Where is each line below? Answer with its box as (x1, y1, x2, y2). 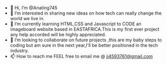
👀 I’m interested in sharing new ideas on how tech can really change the (10, 10, 162, 16)
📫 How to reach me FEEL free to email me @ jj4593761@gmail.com (10, 53, 153, 59)
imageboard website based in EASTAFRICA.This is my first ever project (10, 26, 160, 32)
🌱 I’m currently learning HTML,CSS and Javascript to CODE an (10, 21, 141, 27)
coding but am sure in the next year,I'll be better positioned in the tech (10, 42, 158, 48)
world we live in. (10, 16, 45, 21)
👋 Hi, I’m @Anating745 (10, 5, 58, 11)
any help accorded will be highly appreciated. (10, 32, 106, 37)
